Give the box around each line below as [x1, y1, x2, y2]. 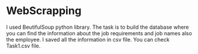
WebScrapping [6, 4, 82, 18]
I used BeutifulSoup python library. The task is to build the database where [6, 23, 189, 31]
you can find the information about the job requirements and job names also [6, 29, 192, 36]
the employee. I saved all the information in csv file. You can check [6, 36, 170, 43]
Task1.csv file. [6, 42, 41, 49]
